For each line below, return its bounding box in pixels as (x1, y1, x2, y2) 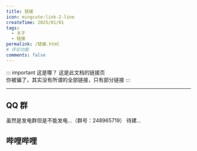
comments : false (6, 52, 46, 58)
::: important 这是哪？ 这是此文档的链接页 (6, 68, 106, 76)
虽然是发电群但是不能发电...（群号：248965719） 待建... (6, 117, 142, 124)
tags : (6, 25, 19, 31)
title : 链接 (6, 8, 33, 15)
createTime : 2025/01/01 (6, 19, 64, 25)
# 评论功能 (6, 47, 29, 53)
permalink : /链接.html (6, 42, 60, 47)
